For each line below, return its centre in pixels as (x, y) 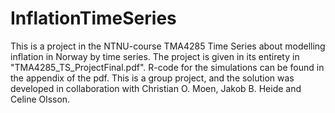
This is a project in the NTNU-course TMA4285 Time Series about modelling (168, 46)
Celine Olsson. (40, 99)
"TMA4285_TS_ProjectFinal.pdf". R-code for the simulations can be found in (167, 67)
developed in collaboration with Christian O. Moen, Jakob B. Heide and (156, 88)
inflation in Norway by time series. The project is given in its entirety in (155, 56)
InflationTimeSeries (93, 18)
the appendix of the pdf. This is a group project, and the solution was (152, 78)
